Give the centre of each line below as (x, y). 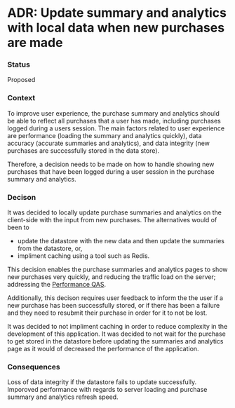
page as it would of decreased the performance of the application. (103, 349)
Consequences (34, 367)
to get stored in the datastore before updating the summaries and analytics (115, 341)
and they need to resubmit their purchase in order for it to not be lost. (107, 313)
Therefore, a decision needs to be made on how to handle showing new (111, 164)
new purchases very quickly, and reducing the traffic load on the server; (112, 277)
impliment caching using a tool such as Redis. (83, 256)
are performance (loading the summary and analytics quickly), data (105, 135)
